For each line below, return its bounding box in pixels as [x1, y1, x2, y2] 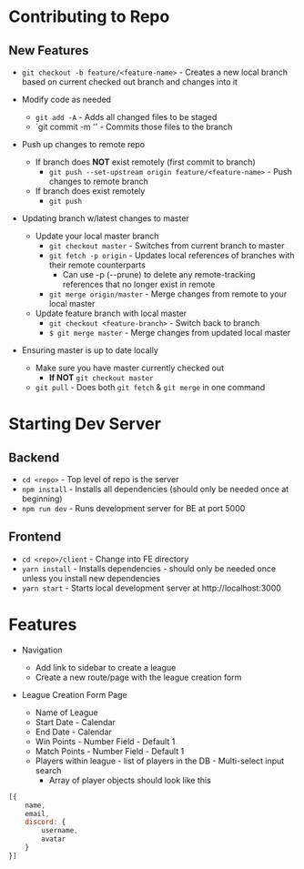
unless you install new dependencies [21, 572, 161, 583]
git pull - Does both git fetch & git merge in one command [35, 382, 266, 392]
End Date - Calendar [35, 726, 113, 737]
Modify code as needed [21, 94, 111, 105]
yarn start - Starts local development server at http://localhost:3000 [21, 582, 281, 593]
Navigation [21, 644, 63, 655]
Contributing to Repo [8, 6, 170, 27]
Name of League [35, 707, 98, 718]
